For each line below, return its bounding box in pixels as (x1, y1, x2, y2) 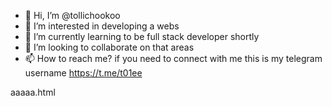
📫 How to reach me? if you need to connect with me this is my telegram (24, 53, 323, 64)
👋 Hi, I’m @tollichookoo (24, 10, 121, 21)
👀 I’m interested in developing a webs (24, 20, 180, 32)
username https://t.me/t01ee (24, 67, 143, 79)
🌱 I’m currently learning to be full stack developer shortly (24, 31, 260, 42)
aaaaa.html (10, 86, 56, 98)
